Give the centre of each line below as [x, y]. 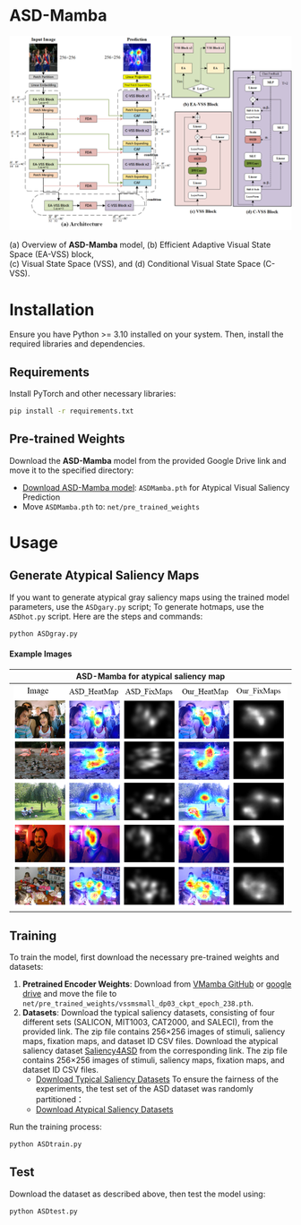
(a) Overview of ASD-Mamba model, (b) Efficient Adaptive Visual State [140, 245]
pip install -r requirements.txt [72, 411]
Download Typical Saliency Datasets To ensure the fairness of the [157, 1079]
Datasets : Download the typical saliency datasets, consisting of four [148, 1013]
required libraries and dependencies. [77, 344]
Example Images [41, 654]
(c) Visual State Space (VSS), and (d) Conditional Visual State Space [135, 264]
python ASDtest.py [43, 1211]
